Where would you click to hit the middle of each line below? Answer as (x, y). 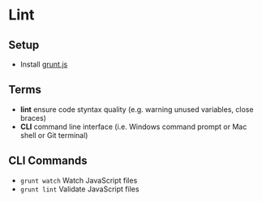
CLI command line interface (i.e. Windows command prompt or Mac (133, 127)
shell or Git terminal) (54, 135)
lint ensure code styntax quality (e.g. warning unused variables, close (137, 109)
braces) (33, 118)
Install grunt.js (44, 64)
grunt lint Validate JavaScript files (79, 189)
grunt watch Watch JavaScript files (79, 180)
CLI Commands (48, 161)
